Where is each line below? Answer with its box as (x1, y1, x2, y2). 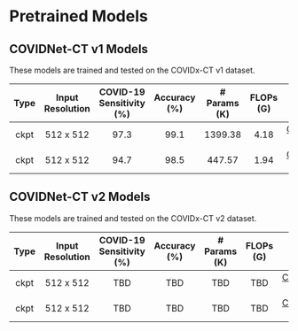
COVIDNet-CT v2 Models (9, 189, 151, 204)
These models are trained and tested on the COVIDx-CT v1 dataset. (9, 65, 255, 75)
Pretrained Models (9, 6, 148, 27)
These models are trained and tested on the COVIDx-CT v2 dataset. (9, 212, 257, 223)
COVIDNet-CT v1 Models (9, 42, 149, 57)
